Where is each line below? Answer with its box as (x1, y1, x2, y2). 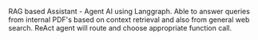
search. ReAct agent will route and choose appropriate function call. (8, 24, 232, 32)
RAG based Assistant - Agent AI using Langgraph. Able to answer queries (8, 7, 250, 16)
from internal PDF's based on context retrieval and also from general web (8, 15, 250, 24)
